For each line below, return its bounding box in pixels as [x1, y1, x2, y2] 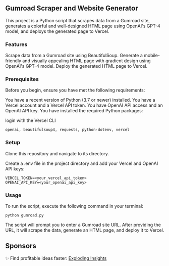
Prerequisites [5, 76, 39, 83]
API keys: [5, 165, 25, 171]
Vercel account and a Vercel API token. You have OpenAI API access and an [5, 102, 163, 108]
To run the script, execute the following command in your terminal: [5, 203, 144, 209]
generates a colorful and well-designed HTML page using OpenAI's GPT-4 [5, 23, 160, 29]
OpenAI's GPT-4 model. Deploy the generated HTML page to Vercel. [5, 63, 148, 69]
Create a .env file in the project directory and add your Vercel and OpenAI [5, 160, 158, 166]
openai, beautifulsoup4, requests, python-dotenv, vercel [5, 127, 130, 132]
